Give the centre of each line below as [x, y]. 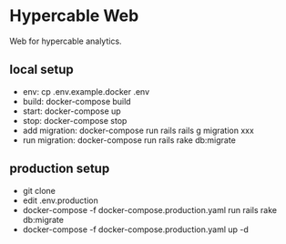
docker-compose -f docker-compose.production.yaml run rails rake [150, 209]
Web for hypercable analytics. [66, 41]
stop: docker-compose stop [75, 120]
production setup [60, 169]
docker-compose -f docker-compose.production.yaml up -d [135, 229]
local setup [42, 70]
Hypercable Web [74, 16]
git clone [39, 190]
